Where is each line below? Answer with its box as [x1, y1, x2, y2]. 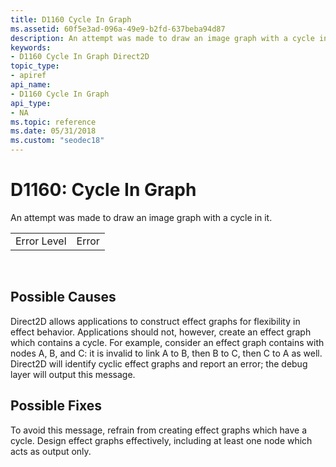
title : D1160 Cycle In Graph [10, 14, 132, 25]
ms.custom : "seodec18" [10, 136, 105, 146]
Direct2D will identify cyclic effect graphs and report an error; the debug [10, 357, 308, 370]
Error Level [15, 234, 67, 248]
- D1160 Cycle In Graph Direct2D [10, 52, 150, 62]
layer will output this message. [10, 368, 136, 380]
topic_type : [10, 61, 60, 71]
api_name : [10, 80, 52, 90]
